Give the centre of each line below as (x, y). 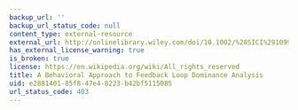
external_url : (35, 42)
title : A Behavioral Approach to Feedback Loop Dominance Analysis (137, 75)
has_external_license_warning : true (77, 51)
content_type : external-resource (71, 34)
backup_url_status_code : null (65, 26)
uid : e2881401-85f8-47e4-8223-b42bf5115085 (91, 83)
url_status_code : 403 (49, 91)
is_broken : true (39, 59)
